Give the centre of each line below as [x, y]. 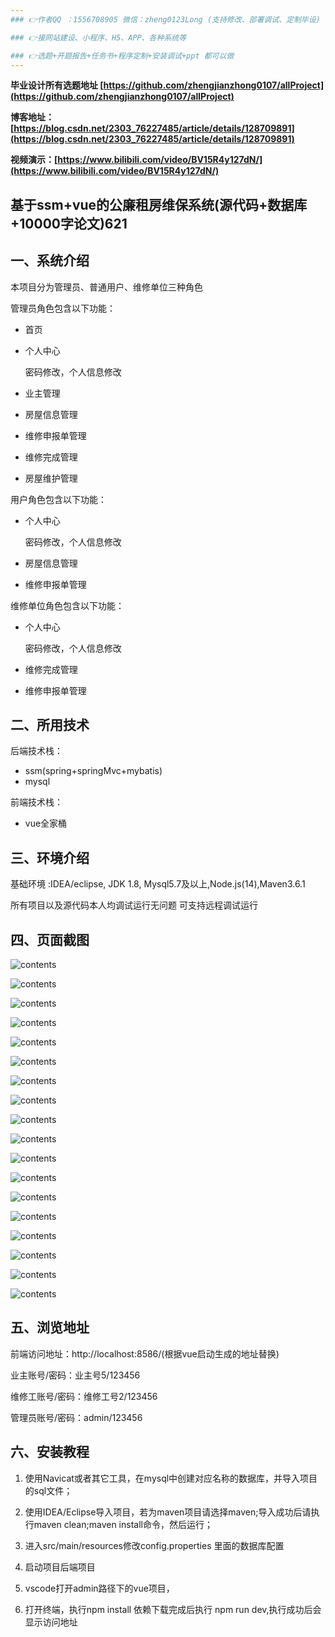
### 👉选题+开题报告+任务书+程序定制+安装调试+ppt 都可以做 [122, 56]
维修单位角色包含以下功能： [67, 605]
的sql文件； [48, 1490]
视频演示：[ [34, 160]
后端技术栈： [36, 751]
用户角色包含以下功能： [58, 499]
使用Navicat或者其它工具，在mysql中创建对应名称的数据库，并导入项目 [171, 1478]
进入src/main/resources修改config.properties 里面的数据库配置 [154, 1545]
